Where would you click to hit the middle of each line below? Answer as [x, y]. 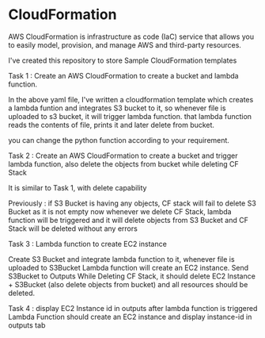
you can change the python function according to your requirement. [119, 140]
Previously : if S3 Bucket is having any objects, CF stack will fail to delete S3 [132, 203]
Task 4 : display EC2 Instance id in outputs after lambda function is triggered [133, 308]
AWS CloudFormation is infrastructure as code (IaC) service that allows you [131, 36]
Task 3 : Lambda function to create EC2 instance [88, 244]
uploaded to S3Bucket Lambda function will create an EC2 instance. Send [129, 267]
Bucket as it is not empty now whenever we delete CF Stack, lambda [120, 211]
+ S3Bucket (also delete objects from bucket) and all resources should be [128, 284]
